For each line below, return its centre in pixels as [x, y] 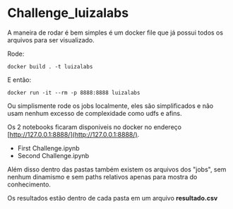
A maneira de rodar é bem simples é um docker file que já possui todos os [115, 32]
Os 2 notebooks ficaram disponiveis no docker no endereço [95, 127]
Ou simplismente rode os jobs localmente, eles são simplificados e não [110, 106]
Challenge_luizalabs [68, 13]
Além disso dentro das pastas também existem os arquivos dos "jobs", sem [117, 169]
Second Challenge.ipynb [53, 155]
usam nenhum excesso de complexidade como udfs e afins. [95, 113]
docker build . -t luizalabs [50, 66]
